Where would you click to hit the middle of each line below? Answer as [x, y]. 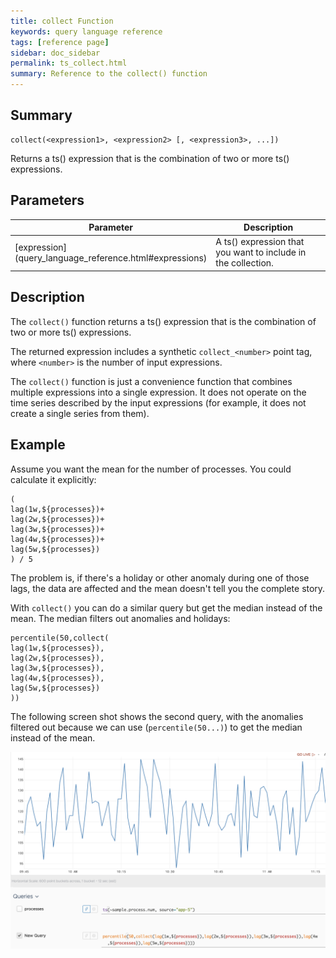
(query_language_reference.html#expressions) [111, 257]
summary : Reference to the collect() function [109, 74]
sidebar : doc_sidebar [55, 53]
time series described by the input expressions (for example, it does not [158, 402]
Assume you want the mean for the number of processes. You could [151, 469]
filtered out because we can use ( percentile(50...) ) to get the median [156, 727]
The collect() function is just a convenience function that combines [151, 381]
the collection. [244, 263]
